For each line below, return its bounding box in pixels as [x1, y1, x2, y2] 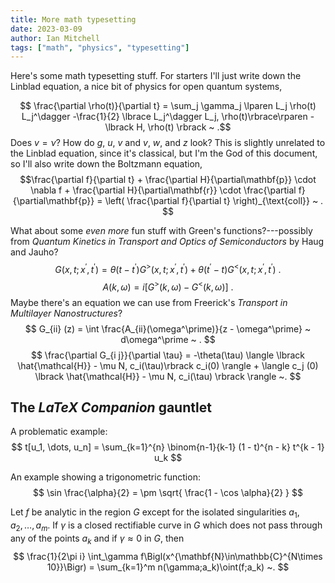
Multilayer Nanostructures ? [10, 307, 123, 319]
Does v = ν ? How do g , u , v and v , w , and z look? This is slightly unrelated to [10, 137, 326, 149]
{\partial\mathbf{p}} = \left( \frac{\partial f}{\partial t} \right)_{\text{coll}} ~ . [12, 195, 324, 207]
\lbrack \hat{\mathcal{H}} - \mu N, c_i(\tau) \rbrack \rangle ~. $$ [34, 370, 302, 382]
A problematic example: [10, 426, 108, 438]
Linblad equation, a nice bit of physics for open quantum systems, [10, 81, 283, 93]
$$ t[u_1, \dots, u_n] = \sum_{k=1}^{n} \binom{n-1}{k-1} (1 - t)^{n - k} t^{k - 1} [11, 441, 325, 453]
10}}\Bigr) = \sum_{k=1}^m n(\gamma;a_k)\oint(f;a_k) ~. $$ [46, 561, 290, 573]
